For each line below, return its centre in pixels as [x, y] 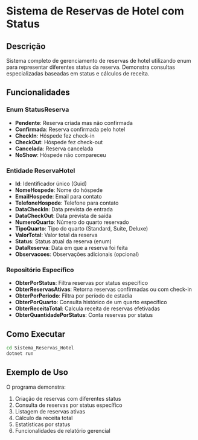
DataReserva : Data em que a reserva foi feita [71, 247]
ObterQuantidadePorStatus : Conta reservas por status [84, 315]
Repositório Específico [40, 270]
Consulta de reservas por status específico [69, 405]
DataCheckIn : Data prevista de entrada [64, 209]
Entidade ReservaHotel [41, 170]
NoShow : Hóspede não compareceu [61, 155]
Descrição [26, 46]
